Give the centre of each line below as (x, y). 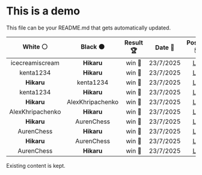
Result (133, 42)
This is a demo (43, 11)
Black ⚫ (93, 46)
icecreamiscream (35, 63)
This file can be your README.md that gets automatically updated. (89, 28)
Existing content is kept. (36, 165)
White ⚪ (35, 46)
